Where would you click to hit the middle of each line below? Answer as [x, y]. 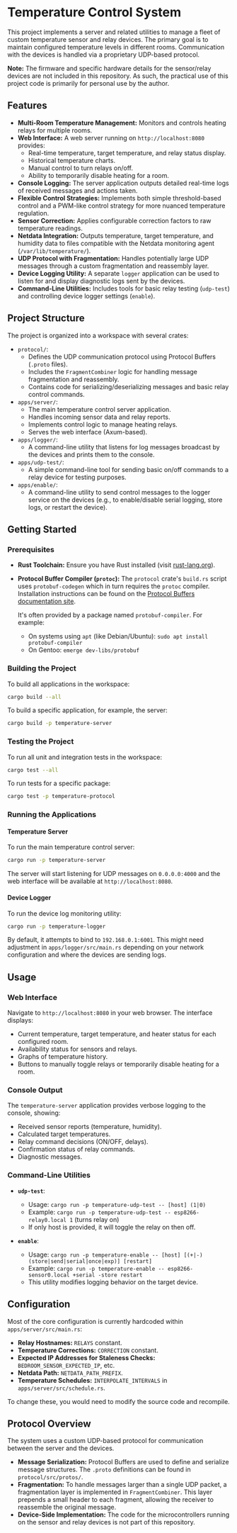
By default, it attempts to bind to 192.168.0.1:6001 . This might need [105, 940]
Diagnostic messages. [50, 1157]
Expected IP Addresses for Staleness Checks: [86, 1357]
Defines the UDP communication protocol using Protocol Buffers [122, 356]
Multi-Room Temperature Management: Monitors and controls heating [122, 123]
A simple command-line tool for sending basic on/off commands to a [128, 469]
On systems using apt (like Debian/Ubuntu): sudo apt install [118, 636]
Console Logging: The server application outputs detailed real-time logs [123, 183]
